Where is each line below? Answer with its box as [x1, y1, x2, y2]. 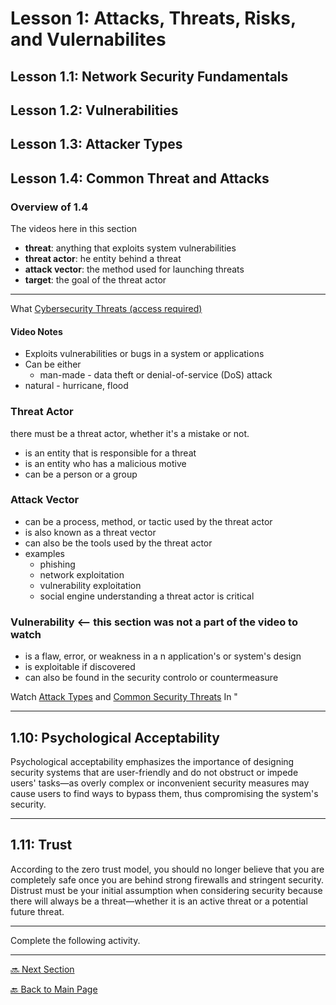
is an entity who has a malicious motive [24, 457, 187, 469]
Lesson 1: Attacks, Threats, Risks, [10, 7, 297, 30]
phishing [39, 558, 76, 570]
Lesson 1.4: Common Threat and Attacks [10, 170, 270, 187]
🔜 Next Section [10, 963, 75, 975]
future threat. [10, 905, 65, 917]
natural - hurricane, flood [24, 380, 129, 392]
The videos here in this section [10, 223, 138, 235]
